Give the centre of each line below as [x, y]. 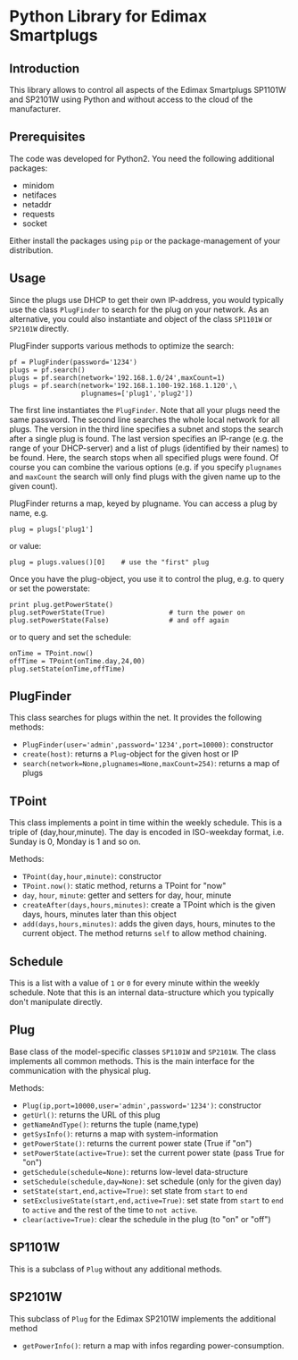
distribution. [31, 250]
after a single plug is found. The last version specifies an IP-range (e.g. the [146, 438]
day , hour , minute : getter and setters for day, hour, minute [127, 895]
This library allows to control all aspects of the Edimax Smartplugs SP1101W [148, 90]
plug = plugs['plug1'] [51, 529]
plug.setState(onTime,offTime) [67, 669]
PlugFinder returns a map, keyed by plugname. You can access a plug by [144, 503]
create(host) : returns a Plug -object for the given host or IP [130, 754]
